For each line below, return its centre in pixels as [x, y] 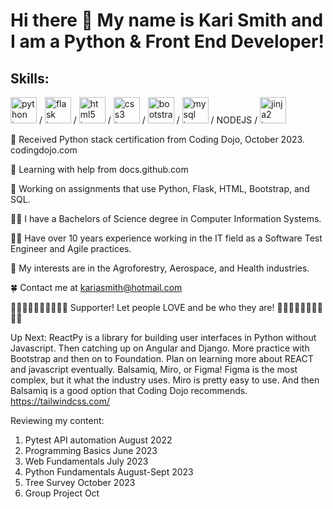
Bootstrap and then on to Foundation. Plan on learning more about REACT [162, 358]
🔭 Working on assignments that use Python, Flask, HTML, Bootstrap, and [160, 188]
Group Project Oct [62, 493]
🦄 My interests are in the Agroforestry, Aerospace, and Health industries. [160, 268]
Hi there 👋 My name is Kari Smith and [167, 20]
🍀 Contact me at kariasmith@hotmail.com [96, 287]
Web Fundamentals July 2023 [86, 461]
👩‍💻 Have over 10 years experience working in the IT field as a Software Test [166, 238]
